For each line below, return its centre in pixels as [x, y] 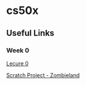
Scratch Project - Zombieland [43, 75]
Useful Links [30, 33]
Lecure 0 [18, 63]
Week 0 [18, 50]
